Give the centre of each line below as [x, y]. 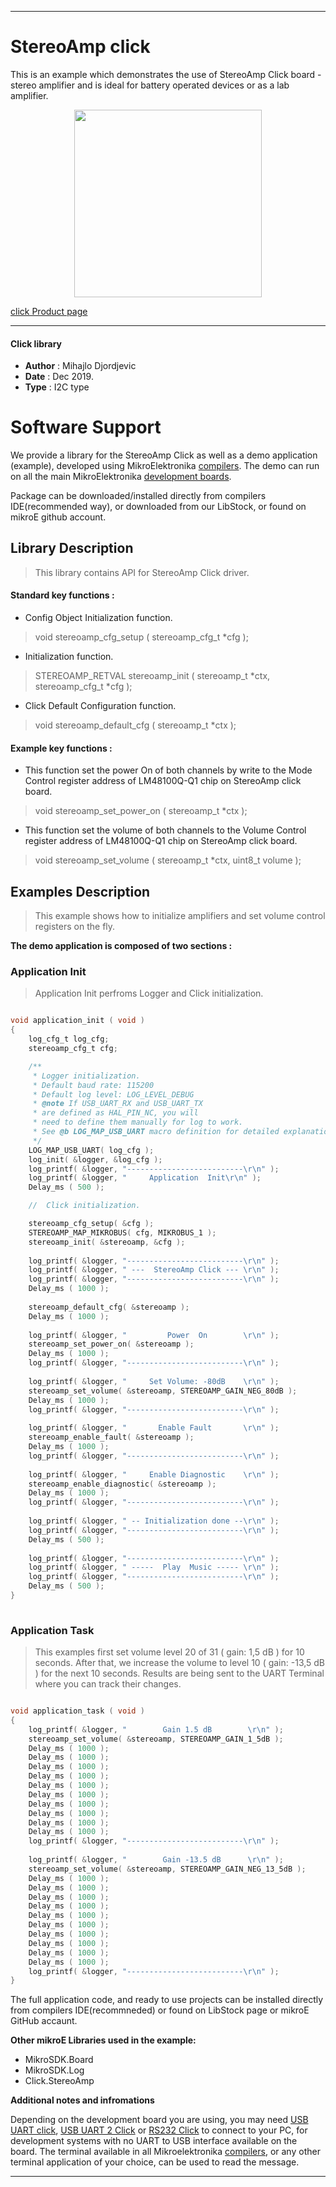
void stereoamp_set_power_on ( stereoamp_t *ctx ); [141, 811]
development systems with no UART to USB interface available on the [154, 2141]
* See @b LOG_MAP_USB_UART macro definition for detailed [156, 1132]
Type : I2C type [57, 387]
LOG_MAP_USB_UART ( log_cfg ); [91, 1150]
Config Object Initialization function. [98, 618]
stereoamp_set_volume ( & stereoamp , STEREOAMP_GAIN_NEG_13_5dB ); [167, 1869]
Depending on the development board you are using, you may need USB [159, 2120]
